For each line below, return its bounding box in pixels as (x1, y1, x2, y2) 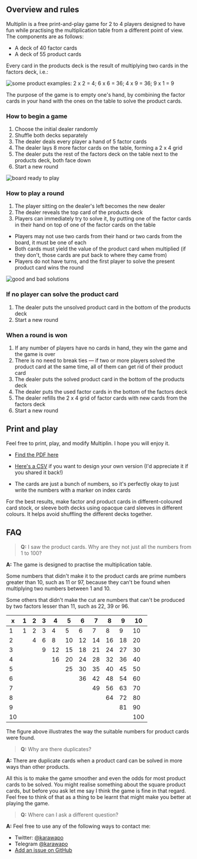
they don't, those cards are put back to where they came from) (14, 252, 168, 259)
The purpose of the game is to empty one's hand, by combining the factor (6, 91, 185, 98)
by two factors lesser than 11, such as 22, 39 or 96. (6, 603, 129, 610)
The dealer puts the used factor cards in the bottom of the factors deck (14, 389, 188, 395)
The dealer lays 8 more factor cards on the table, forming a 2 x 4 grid (14, 144, 183, 152)
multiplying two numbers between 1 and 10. (6, 585, 111, 592)
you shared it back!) (14, 469, 64, 476)
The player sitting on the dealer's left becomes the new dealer (14, 203, 166, 210)
